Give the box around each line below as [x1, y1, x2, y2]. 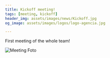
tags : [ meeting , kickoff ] [5, 12, 57, 16]
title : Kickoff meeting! [5, 7, 55, 12]
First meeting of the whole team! [5, 38, 71, 44]
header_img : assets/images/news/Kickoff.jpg [5, 16, 97, 21]
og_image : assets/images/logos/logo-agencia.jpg [5, 20, 106, 26]
